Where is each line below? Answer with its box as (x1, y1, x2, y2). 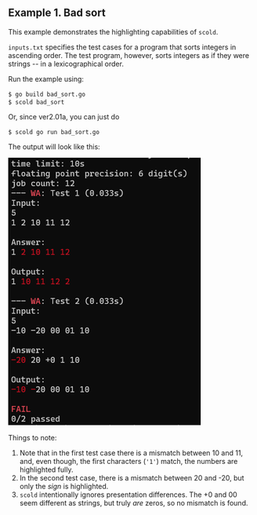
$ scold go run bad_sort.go (8, 128, 100, 136)
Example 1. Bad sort (8, 6, 106, 20)
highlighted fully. (19, 465, 74, 474)
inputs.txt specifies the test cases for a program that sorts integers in (8, 42, 237, 52)
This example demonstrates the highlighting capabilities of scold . (8, 27, 219, 36)
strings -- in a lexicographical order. (8, 59, 124, 68)
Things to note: (8, 433, 57, 442)
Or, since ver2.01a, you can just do (8, 111, 120, 121)
